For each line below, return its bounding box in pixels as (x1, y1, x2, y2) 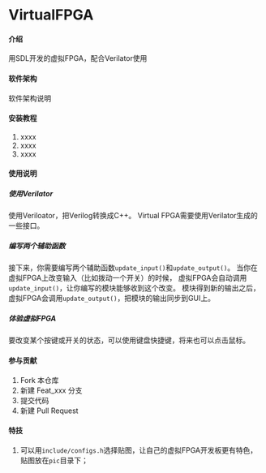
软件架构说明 (8, 93, 51, 103)
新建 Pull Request (19, 406, 79, 415)
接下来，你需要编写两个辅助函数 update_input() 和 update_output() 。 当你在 (8, 263, 258, 273)
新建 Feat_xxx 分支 (19, 385, 83, 395)
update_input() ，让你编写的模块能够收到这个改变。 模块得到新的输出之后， (8, 283, 261, 293)
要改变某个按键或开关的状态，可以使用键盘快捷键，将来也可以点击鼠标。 (8, 335, 250, 346)
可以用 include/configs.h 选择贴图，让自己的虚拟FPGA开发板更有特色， (19, 445, 258, 455)
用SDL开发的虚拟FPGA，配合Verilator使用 (8, 54, 148, 63)
